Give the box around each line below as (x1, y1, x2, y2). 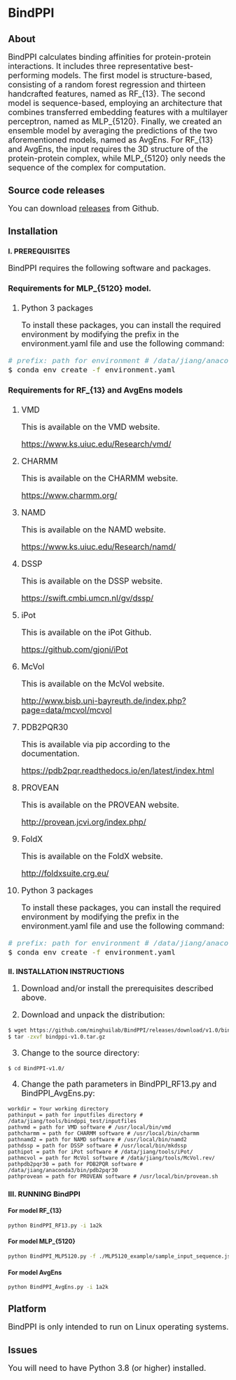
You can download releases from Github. (8, 203, 160, 213)
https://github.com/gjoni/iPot (21, 645, 128, 655)
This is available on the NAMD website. (21, 525, 167, 535)
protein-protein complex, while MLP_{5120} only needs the (8, 153, 226, 163)
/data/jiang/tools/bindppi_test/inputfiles (8, 1117, 137, 1124)
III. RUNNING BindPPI (8, 1189, 81, 1199)
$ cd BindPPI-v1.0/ (8, 1065, 65, 1072)
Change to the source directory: (21, 1048, 140, 1058)
